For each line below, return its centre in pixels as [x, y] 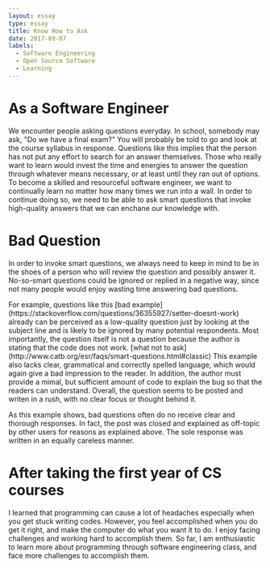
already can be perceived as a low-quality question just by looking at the [129, 322]
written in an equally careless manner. [71, 440]
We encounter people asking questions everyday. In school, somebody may [134, 131]
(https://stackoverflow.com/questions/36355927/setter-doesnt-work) [124, 313]
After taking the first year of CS [115, 473]
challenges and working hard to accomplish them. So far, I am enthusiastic [132, 538]
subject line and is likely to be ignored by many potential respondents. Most [134, 330]
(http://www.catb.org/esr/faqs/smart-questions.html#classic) [110, 356]
